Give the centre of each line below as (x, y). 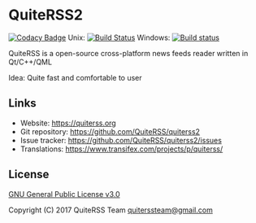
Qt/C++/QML (30, 62)
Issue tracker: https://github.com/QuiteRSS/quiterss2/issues (121, 140)
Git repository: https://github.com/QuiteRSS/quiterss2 (110, 131)
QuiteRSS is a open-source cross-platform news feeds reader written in (128, 53)
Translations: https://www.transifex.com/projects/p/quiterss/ (121, 149)
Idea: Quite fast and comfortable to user (75, 77)
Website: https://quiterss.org (68, 123)
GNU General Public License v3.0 (64, 194)
